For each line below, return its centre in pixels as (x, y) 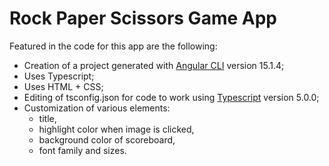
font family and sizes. (82, 150)
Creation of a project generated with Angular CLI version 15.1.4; (154, 65)
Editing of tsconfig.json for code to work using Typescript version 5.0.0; (171, 97)
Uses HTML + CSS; (63, 86)
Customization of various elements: (97, 108)
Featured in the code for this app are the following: (113, 46)
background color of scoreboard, (107, 139)
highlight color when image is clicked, (116, 129)
